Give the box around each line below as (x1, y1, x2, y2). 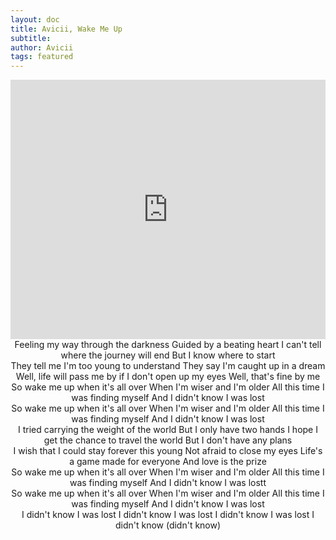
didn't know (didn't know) (114, 519, 222, 531)
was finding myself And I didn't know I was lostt (69, 477, 267, 489)
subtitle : (10, 33, 52, 43)
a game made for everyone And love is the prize (69, 456, 267, 468)
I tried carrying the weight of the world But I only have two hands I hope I (18, 424, 318, 436)
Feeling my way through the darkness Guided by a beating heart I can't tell (14, 339, 322, 351)
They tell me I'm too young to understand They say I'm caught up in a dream (10, 360, 326, 372)
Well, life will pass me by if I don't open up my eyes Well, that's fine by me (15, 371, 321, 383)
